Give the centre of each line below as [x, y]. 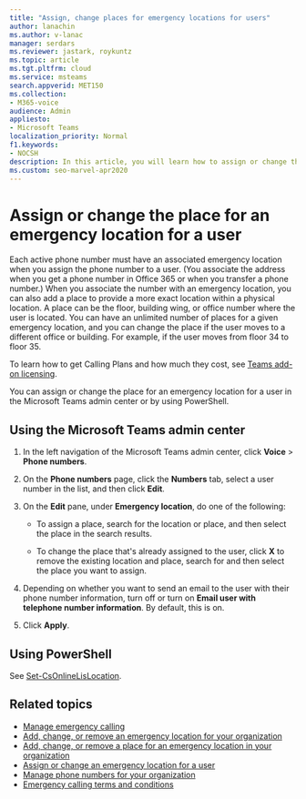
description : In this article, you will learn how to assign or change [148, 162]
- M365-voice [34, 102]
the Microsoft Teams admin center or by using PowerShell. [119, 401]
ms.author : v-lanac [46, 35]
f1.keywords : [34, 145]
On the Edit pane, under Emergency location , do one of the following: [154, 507]
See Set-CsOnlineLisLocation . [66, 675]
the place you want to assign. [92, 571]
